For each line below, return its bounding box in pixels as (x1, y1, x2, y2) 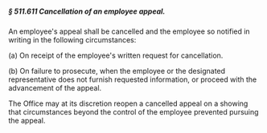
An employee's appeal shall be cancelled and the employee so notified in (8, 26, 251, 36)
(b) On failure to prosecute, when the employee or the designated (8, 66, 226, 75)
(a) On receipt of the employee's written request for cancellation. (8, 50, 224, 60)
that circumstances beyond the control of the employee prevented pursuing (8, 107, 259, 116)
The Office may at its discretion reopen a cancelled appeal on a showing (8, 99, 249, 108)
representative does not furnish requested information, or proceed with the (8, 75, 257, 84)
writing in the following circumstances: (8, 34, 137, 44)
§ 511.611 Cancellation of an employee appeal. (8, 6, 166, 16)
